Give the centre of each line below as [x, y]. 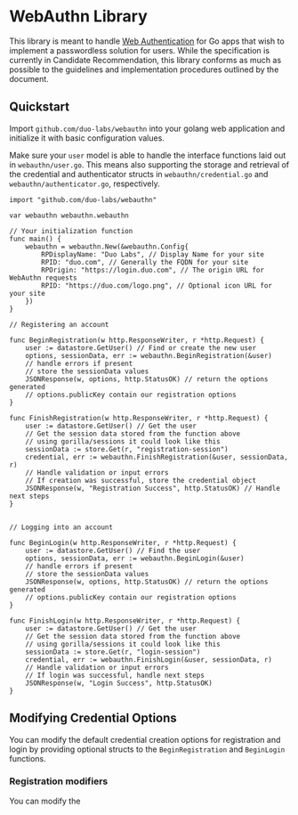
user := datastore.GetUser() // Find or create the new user [141, 348]
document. [29, 78]
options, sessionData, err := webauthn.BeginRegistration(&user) [149, 355]
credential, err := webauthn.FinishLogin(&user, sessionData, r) [149, 660]
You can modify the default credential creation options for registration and [145, 739]
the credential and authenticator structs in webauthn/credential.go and [139, 174]
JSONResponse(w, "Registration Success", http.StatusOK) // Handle [153, 488]
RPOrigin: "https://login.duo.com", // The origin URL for [153, 270]
